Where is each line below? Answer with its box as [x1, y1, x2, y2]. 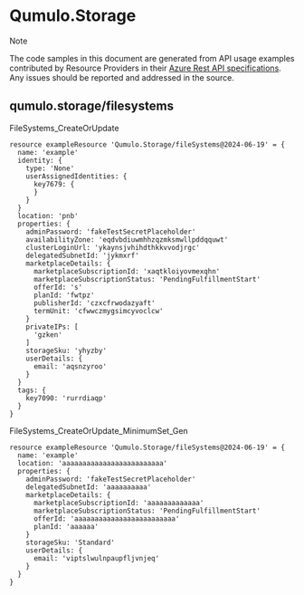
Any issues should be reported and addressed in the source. [9, 72, 235, 82]
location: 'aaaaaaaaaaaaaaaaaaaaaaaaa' [17, 458, 168, 467]
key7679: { [33, 179, 75, 188]
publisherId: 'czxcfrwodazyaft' [33, 298, 156, 308]
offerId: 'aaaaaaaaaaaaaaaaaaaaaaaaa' [33, 513, 180, 523]
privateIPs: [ [25, 322, 79, 331]
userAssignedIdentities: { [25, 171, 128, 181]
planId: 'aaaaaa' [33, 522, 100, 531]
